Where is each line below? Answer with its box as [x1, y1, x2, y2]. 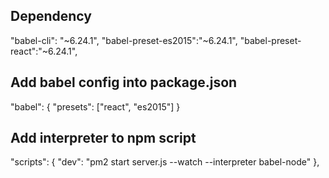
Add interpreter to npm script [10, 130, 197, 147]
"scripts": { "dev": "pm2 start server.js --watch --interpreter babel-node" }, [10, 156, 320, 168]
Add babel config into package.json [10, 74, 238, 91]
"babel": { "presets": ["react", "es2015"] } [10, 100, 181, 113]
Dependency [10, 8, 92, 25]
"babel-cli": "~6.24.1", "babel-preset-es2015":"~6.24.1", [10, 34, 238, 46]
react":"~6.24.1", [10, 45, 78, 57]
